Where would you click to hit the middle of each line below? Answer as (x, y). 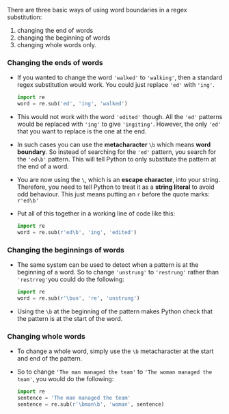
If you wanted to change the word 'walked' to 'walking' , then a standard (120, 77)
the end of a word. (43, 166)
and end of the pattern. (50, 359)
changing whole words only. (57, 45)
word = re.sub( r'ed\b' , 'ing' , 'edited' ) (77, 232)
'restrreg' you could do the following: (70, 279)
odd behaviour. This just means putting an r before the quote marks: (113, 194)
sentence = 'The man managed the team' (74, 398)
